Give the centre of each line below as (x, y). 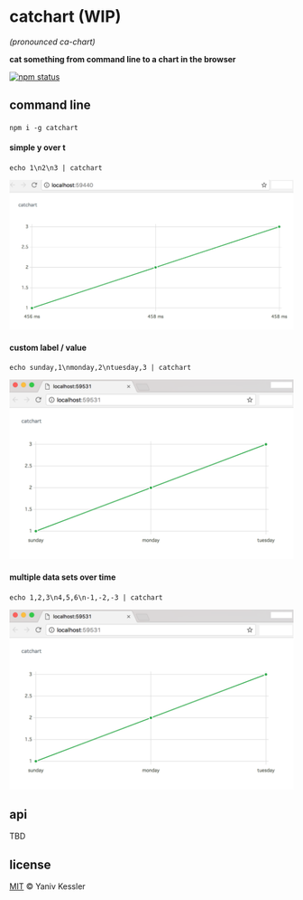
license (30, 864)
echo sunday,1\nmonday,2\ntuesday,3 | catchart (101, 368)
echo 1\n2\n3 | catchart (56, 168)
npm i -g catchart (44, 128)
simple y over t (37, 147)
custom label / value (48, 347)
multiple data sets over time (63, 577)
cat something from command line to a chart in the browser (123, 59)
